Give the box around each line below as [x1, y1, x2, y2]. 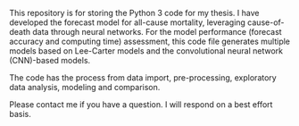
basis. [9, 109, 31, 119]
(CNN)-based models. [9, 55, 91, 65]
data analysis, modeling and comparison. [9, 82, 161, 92]
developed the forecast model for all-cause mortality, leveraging [9, 17, 245, 28]
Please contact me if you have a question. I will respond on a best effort [9, 99, 273, 110]
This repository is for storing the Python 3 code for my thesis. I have [9, 8, 260, 18]
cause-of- [246, 17, 285, 28]
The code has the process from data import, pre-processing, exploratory [9, 72, 277, 83]
